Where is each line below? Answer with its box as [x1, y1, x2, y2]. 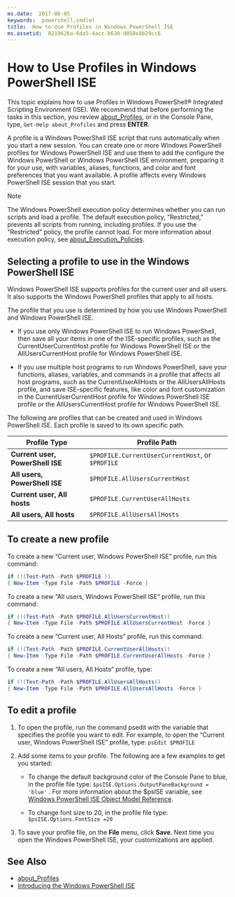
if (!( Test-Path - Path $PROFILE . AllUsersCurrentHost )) [7, 613, 171, 620]
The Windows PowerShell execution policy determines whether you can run [7, 206, 226, 214]
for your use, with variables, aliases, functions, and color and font [7, 164, 196, 172]
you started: [17, 758, 52, 767]
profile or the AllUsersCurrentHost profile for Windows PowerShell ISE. [17, 400, 222, 408]
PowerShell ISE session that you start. [7, 178, 117, 187]
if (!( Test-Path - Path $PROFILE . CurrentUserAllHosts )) [7, 646, 171, 653]
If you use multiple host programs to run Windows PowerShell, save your [17, 363, 227, 371]
